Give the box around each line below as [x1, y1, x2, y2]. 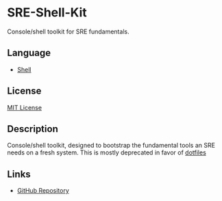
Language [7, 47, 51, 59]
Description [7, 123, 58, 135]
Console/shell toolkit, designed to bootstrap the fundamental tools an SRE [7, 142, 216, 150]
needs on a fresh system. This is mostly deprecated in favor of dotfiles [7, 148, 207, 157]
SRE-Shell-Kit [7, 5, 87, 21]
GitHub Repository [16, 187, 70, 195]
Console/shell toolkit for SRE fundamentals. [7, 27, 129, 36]
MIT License [7, 103, 42, 111]
